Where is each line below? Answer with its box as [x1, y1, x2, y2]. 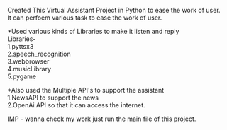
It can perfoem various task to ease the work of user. [7, 13, 162, 22]
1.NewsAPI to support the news [7, 93, 99, 102]
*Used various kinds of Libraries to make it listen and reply [7, 28, 179, 35]
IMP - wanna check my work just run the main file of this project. [7, 114, 196, 123]
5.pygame [7, 72, 37, 81]
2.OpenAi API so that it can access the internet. [7, 101, 145, 109]
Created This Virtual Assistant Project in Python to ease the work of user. [7, 6, 221, 14]
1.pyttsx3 [7, 42, 34, 50]
